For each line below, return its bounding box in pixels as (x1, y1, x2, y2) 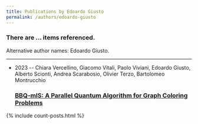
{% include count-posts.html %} (6, 112, 84, 119)
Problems (14, 99, 43, 107)
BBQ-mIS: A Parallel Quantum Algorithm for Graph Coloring (14, 91, 188, 99)
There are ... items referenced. (6, 34, 95, 42)
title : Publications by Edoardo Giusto (6, 8, 104, 15)
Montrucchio (14, 76, 46, 83)
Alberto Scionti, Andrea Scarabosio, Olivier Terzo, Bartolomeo (14, 70, 165, 77)
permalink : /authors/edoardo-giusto (6, 14, 96, 20)
